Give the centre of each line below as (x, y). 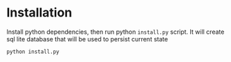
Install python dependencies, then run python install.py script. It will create (115, 32)
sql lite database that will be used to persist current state (87, 39)
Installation (39, 13)
